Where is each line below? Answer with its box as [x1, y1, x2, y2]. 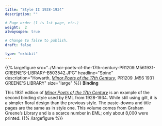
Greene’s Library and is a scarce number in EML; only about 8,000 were [5, 110, 148, 116]
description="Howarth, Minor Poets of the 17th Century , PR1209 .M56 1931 [5, 75, 154, 80]
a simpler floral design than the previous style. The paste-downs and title [5, 100, 151, 106]
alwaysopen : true [5, 30, 40, 34]
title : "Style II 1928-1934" [5, 7, 64, 12]
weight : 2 [5, 25, 27, 30]
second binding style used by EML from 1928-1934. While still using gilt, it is [5, 94, 157, 100]
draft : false [5, 43, 32, 47]
